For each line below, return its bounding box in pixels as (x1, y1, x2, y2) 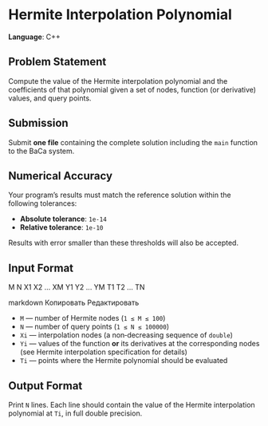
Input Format (8, 261, 74, 274)
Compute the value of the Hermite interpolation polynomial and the (8, 76, 228, 85)
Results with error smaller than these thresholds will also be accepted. (8, 238, 239, 248)
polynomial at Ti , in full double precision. (8, 408, 143, 418)
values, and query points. (8, 93, 92, 103)
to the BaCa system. (8, 146, 75, 156)
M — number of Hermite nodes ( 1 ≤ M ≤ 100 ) (19, 314, 166, 323)
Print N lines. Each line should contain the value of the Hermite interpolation (8, 400, 255, 409)
